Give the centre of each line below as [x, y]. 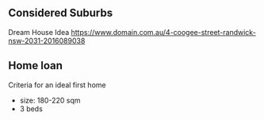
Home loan [36, 66]
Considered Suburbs [61, 13]
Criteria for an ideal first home [57, 85]
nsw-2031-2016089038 [47, 41]
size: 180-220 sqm [50, 100]
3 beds [31, 108]
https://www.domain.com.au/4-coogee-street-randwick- [163, 32]
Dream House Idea [39, 32]
